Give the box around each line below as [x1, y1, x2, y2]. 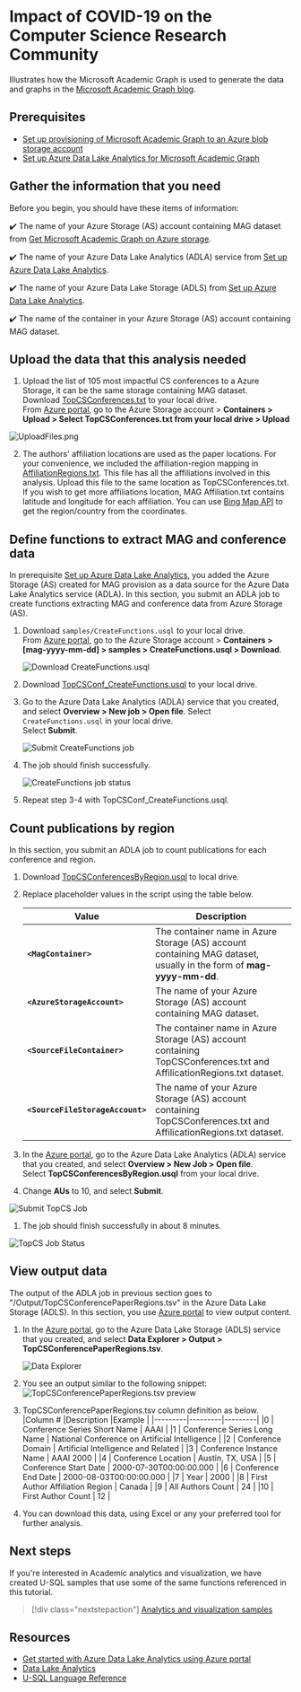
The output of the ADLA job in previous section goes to [9, 1287, 212, 1298]
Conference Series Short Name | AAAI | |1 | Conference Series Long [21, 1424, 273, 1434]
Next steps [9, 1544, 72, 1559]
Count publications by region [9, 820, 175, 836]
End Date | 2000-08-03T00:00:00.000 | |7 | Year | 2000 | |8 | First [21, 1471, 268, 1482]
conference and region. [9, 855, 96, 864]
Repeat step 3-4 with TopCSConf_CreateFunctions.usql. [21, 794, 230, 805]
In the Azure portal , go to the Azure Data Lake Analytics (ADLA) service [21, 1149, 287, 1160]
